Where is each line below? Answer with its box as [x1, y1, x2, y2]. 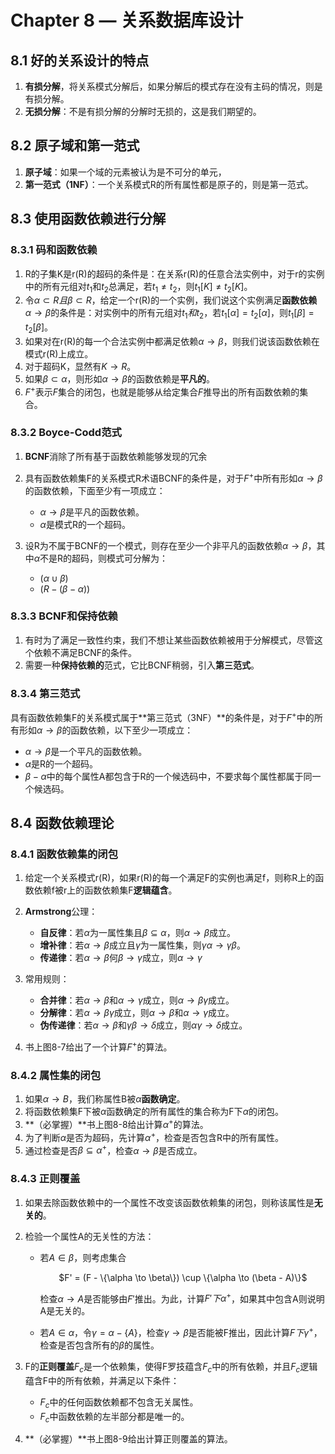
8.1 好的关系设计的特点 [10, 52, 150, 69]
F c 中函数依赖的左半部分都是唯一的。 [39, 1410, 190, 1425]
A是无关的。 [39, 1305, 91, 1317]
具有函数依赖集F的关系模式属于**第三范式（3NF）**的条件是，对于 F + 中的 [10, 710, 315, 723]
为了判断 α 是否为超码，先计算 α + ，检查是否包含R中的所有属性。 [24, 1130, 285, 1143]
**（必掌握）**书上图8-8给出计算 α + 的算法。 [24, 1117, 209, 1131]
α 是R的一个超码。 [24, 757, 99, 770]
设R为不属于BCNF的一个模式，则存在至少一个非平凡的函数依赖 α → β [24, 539, 308, 551]
